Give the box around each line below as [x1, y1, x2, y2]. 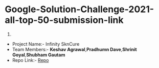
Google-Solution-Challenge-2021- [5, 4, 154, 15]
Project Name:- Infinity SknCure [12, 41, 80, 47]
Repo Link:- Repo [12, 57, 49, 63]
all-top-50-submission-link [5, 14, 124, 26]
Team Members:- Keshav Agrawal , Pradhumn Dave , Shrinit [12, 46, 137, 52]
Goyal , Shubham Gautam [12, 52, 65, 58]
